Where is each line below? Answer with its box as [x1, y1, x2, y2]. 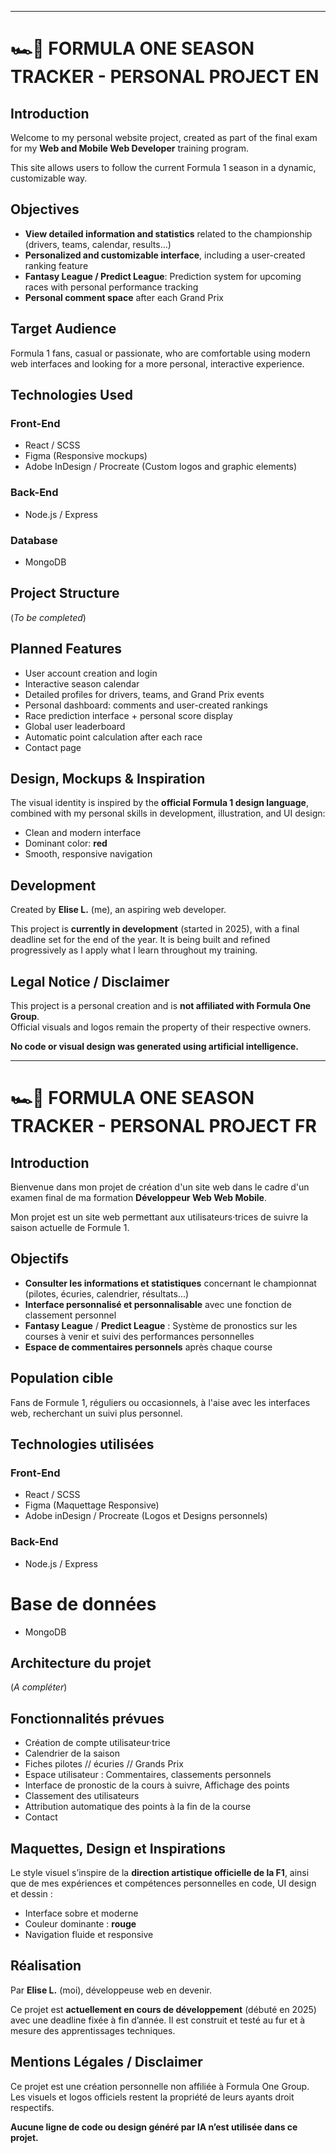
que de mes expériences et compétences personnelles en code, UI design [10, 1877, 317, 1889]
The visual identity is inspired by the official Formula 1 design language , [10, 797, 309, 809]
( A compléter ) [10, 1681, 68, 1693]
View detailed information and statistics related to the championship [24, 227, 313, 240]
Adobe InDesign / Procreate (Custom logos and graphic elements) [24, 461, 298, 473]
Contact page [24, 741, 82, 753]
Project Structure [10, 585, 120, 602]
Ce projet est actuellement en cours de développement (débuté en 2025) [10, 2003, 317, 2015]
